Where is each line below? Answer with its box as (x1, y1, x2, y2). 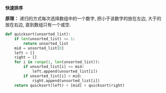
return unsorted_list (23, 41, 69, 46)
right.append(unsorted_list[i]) (32, 78, 100, 83)
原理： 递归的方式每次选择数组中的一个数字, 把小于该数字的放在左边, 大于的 (5, 15, 161, 21)
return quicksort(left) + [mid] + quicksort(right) (14, 82, 125, 88)
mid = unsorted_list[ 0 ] (14, 45, 64, 50)
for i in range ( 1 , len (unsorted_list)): (14, 59, 100, 64)
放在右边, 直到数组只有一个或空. (5, 22, 71, 27)
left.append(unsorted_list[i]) (32, 69, 98, 74)
